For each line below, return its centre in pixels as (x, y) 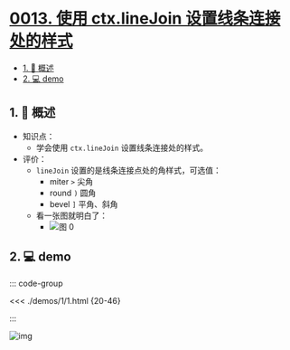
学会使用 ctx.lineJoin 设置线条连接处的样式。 (122, 147)
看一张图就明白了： (72, 215)
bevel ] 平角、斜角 (84, 203)
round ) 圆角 (73, 193)
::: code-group (36, 283)
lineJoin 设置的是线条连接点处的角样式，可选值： (128, 170)
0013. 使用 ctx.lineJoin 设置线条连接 (145, 19)
